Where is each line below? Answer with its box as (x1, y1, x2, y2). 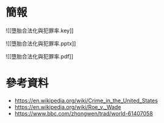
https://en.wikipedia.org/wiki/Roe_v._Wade (14, 103, 121, 110)
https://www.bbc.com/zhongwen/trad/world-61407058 (14, 110, 153, 117)
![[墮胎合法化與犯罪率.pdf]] (5, 52, 74, 60)
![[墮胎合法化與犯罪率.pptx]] (5, 40, 76, 47)
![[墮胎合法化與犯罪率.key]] (5, 27, 74, 34)
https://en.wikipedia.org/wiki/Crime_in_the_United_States (14, 97, 158, 104)
